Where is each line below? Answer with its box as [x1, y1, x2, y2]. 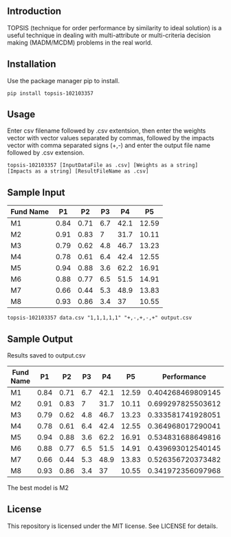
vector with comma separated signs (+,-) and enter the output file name [7, 141, 211, 150]
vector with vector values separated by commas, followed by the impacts [7, 134, 214, 142]
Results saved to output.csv [7, 351, 86, 360]
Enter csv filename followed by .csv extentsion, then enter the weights [7, 127, 206, 135]
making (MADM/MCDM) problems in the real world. [7, 38, 153, 47]
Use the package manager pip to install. [7, 76, 120, 85]
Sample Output [7, 333, 74, 344]
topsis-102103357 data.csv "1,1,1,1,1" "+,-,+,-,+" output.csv [7, 314, 192, 322]
